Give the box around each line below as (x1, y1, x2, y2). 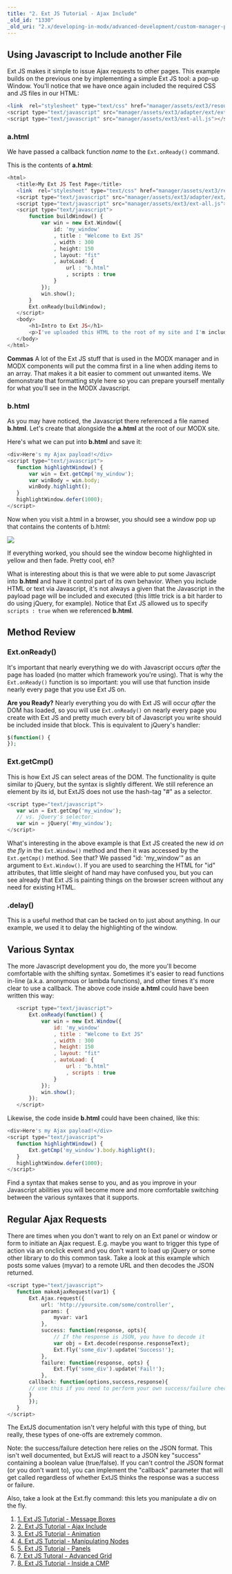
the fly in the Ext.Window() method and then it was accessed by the (7, 847, 199, 855)
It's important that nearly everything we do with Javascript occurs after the (7, 663, 221, 671)
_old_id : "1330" (7, 17, 54, 24)
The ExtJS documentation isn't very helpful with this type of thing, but (7, 1423, 206, 1431)
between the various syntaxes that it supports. (7, 1193, 139, 1202)
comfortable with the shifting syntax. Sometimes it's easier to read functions (7, 969, 224, 978)
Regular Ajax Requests (7, 1213, 107, 1225)
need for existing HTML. (7, 883, 76, 892)
